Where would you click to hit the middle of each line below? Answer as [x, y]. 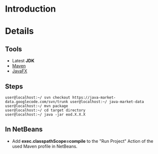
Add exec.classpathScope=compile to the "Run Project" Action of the [83, 141]
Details [19, 31]
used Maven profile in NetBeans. [45, 146]
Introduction [31, 9]
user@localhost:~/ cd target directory [45, 110]
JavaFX [20, 71]
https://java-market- [94, 98]
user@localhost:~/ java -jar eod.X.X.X [45, 115]
